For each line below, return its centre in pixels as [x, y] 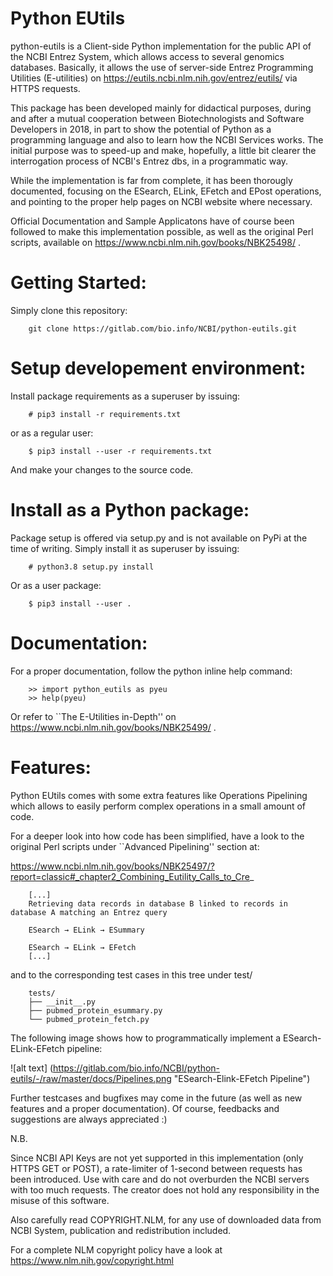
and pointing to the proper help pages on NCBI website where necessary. [161, 201]
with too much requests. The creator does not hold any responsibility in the [165, 1189]
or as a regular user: [52, 433]
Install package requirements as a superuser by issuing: [125, 396]
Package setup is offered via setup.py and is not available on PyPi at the [159, 538]
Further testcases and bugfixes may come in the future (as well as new [156, 1098]
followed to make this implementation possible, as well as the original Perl [162, 231]
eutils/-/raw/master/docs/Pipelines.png [91, 1078]
